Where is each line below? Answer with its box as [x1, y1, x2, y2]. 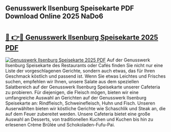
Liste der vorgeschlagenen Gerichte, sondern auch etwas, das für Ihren [5, 68, 155, 74]
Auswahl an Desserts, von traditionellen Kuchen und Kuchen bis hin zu [5, 116, 154, 122]
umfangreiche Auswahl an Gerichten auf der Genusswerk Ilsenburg [5, 95, 147, 101]
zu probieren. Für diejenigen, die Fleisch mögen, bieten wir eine [5, 89, 139, 95]
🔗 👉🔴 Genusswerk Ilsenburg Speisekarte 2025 [5, 33, 159, 42]
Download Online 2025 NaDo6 [5, 12, 103, 21]
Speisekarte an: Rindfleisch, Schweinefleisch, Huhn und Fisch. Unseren [5, 100, 155, 106]
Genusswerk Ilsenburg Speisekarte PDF [5, 4, 134, 13]
